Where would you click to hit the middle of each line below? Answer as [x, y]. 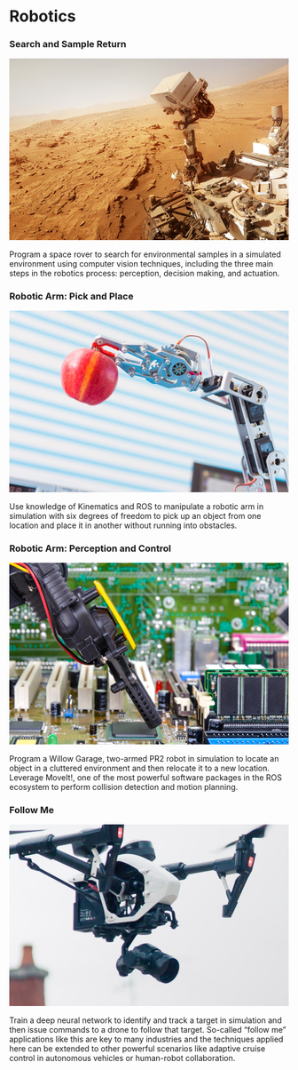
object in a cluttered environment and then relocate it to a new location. [140, 768]
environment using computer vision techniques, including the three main [141, 264]
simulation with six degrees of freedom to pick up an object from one [135, 515]
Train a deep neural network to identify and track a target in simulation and [145, 1020]
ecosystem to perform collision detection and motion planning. [124, 787]
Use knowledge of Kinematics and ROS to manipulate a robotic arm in [137, 506]
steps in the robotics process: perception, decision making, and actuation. [145, 274]
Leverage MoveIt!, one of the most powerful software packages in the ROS [145, 777]
